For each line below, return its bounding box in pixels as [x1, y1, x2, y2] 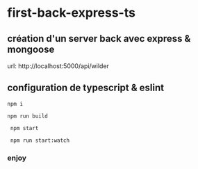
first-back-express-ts [7, 5, 135, 21]
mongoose [7, 43, 55, 55]
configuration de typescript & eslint [7, 82, 165, 94]
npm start [10, 124, 39, 131]
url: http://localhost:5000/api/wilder [7, 62, 110, 70]
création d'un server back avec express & [7, 33, 191, 45]
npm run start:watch [10, 137, 70, 144]
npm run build [7, 113, 49, 120]
